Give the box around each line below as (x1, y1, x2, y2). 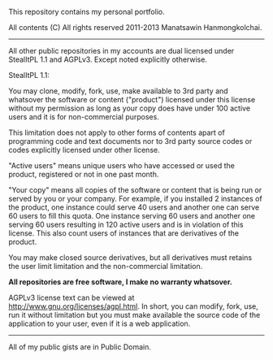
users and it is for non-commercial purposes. (8, 112, 160, 121)
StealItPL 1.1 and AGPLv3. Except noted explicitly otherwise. (8, 54, 207, 64)
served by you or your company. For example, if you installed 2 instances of (8, 194, 262, 203)
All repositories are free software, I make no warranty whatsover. (8, 277, 233, 287)
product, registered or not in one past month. (8, 170, 159, 179)
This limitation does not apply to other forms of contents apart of (8, 128, 225, 137)
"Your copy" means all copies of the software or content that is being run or (8, 185, 262, 194)
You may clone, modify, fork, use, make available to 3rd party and (8, 86, 229, 96)
